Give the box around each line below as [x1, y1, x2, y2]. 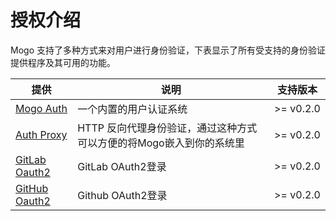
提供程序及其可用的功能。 [10, 56, 116, 68]
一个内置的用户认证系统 [77, 102, 188, 116]
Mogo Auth [15, 101, 68, 115]
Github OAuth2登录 [77, 188, 168, 202]
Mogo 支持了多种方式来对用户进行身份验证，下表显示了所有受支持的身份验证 [10, 44, 326, 56]
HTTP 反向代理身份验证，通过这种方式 [77, 121, 258, 135]
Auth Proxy [15, 127, 68, 141]
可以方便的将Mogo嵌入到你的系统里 [77, 136, 245, 150]
